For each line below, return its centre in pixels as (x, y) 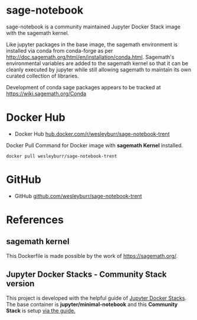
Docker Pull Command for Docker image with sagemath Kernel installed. (95, 145)
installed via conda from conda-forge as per (60, 50)
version (20, 284)
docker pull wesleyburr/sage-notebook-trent (62, 156)
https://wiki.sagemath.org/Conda (46, 93)
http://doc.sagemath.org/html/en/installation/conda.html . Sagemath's (90, 57)
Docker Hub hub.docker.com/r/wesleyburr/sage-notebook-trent (92, 134)
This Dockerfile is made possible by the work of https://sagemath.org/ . (92, 256)
